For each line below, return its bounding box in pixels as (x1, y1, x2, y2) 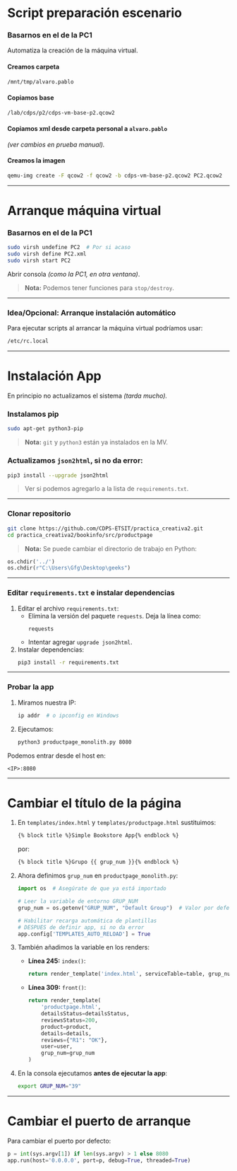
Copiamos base (7, 93, 54, 102)
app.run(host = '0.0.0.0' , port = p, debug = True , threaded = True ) (7, 1157, 191, 1164)
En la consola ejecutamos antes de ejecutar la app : (17, 1069, 168, 1078)
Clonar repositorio (7, 509, 71, 519)
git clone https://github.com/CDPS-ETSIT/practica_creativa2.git (7, 525, 203, 532)
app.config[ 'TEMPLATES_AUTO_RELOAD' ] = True (17, 930, 151, 938)
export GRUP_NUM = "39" (17, 1083, 82, 1090)
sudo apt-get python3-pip (7, 425, 83, 432)
